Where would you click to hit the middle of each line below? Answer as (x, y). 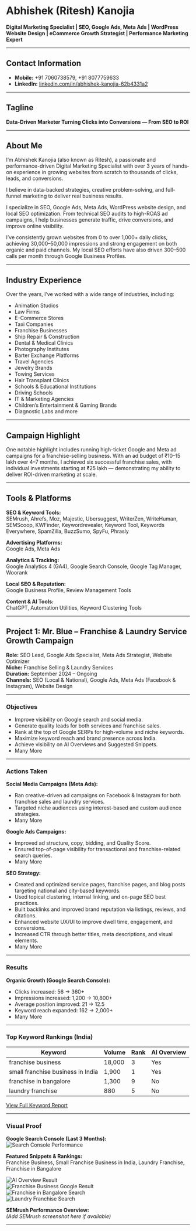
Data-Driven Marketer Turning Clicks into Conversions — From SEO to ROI (97, 122)
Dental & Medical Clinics (44, 343)
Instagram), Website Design (39, 686)
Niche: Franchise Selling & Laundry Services (60, 667)
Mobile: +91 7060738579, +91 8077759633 (67, 77)
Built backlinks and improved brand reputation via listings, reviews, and (100, 909)
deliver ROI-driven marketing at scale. (52, 474)
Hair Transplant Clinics (42, 380)
